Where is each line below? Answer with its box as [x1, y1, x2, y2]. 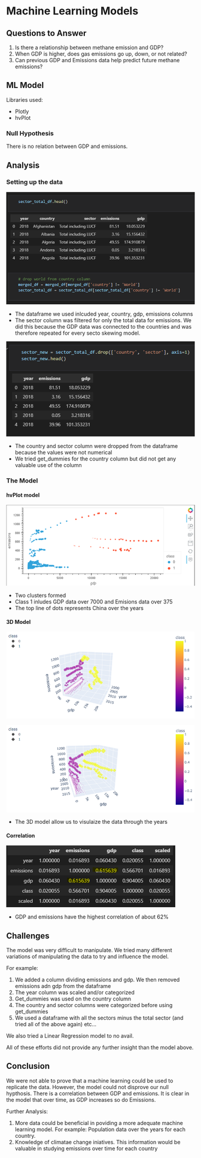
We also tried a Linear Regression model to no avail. [6, 1032, 134, 1039]
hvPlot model [6, 491, 40, 498]
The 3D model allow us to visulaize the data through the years [14, 819, 167, 826]
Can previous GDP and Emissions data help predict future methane [14, 57, 180, 63]
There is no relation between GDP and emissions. [6, 143, 128, 150]
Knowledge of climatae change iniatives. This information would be [14, 1138, 181, 1145]
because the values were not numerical [14, 449, 112, 456]
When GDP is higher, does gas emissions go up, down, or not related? [14, 50, 187, 57]
